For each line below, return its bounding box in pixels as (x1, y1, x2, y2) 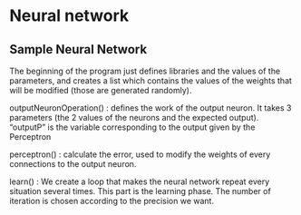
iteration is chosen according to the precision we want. (9, 196, 215, 206)
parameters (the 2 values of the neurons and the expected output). (9, 112, 259, 122)
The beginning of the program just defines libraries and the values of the (9, 65, 281, 76)
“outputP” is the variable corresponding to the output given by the (9, 122, 256, 132)
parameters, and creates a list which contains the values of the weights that (9, 75, 293, 86)
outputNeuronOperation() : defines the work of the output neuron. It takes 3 (9, 103, 292, 113)
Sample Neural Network (9, 42, 148, 57)
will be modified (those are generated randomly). (9, 85, 192, 95)
